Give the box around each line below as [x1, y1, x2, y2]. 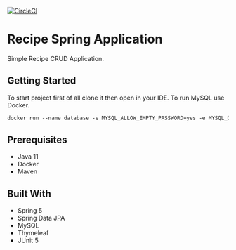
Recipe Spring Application [7, 32, 163, 47]
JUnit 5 [17, 236, 39, 245]
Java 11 [17, 152, 39, 161]
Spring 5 [17, 206, 43, 215]
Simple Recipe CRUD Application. [7, 54, 104, 63]
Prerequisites [7, 134, 67, 146]
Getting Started [7, 74, 77, 87]
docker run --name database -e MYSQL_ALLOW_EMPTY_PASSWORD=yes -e [7, 114, 206, 121]
